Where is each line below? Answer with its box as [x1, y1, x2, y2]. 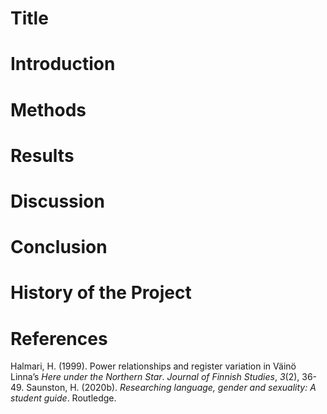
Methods [10, 98, 87, 121]
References [10, 327, 108, 350]
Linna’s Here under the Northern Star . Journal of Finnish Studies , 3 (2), [10, 371, 300, 383]
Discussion [10, 190, 105, 212]
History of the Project [10, 282, 192, 304]
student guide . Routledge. [10, 392, 117, 404]
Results [10, 144, 75, 167]
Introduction [10, 53, 116, 76]
